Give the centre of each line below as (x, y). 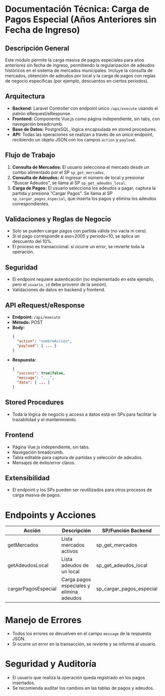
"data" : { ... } (33, 383)
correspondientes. (31, 203)
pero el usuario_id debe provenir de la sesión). (60, 285)
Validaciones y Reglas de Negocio (58, 219)
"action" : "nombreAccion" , (44, 341)
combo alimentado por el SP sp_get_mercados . (59, 172)
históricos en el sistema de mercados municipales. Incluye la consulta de (79, 70)
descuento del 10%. (32, 241)
